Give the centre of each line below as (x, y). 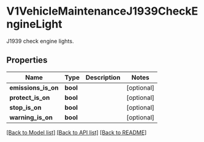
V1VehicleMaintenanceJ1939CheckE (102, 11)
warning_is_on (31, 117)
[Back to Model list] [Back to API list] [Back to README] (77, 132)
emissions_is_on (34, 88)
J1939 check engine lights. (40, 41)
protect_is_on (30, 98)
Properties (27, 60)
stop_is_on (25, 107)
